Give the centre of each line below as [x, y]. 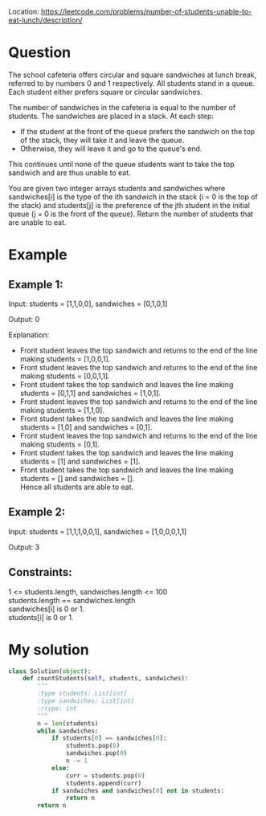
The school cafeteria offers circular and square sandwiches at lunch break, [133, 75]
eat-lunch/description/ [45, 20]
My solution [49, 649]
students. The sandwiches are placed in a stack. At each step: [111, 116]
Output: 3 [24, 547]
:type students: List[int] [82, 694]
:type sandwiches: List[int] [86, 701]
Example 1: [36, 284]
